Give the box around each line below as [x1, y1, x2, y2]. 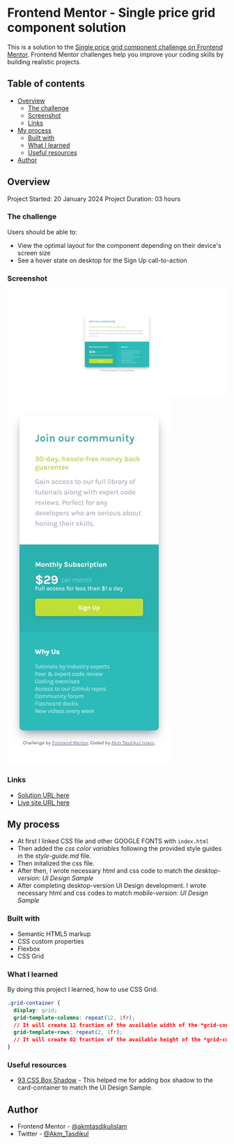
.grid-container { [7, 1000, 61, 1006]
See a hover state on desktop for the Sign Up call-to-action [17, 256, 187, 265]
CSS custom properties [17, 937, 85, 945]
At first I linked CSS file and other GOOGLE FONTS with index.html [17, 837, 209, 845]
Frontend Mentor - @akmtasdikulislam [17, 1122, 127, 1131]
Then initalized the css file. [17, 859, 95, 868]
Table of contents [7, 78, 85, 90]
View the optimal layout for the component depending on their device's [17, 241, 221, 249]
